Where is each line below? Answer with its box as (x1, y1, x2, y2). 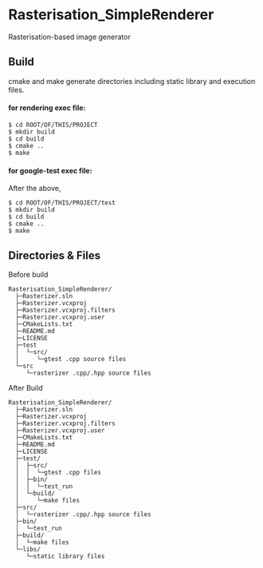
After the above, (8, 184, 61, 193)
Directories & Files (8, 248, 101, 262)
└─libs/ (15, 545, 41, 553)
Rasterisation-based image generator (8, 32, 131, 42)
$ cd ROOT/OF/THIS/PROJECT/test (8, 199, 116, 207)
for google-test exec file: (8, 165, 93, 175)
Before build (8, 269, 49, 279)
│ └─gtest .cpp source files (15, 355, 127, 363)
